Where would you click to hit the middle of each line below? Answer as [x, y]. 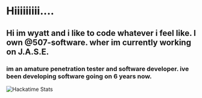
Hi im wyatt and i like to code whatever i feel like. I [101, 33]
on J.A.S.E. [28, 52]
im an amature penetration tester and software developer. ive [98, 69]
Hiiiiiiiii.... [30, 11]
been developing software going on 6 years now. [79, 76]
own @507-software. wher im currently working [99, 42]
